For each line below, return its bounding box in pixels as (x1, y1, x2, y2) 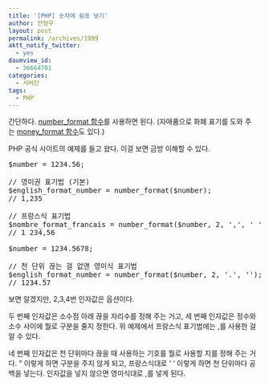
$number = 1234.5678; (8, 244, 94, 254)
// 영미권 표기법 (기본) (8, 177, 91, 187)
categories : (8, 71, 48, 79)
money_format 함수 (16, 127, 79, 136)
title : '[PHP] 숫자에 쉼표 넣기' (8, 11, 108, 20)
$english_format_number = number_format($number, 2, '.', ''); (8, 270, 263, 279)
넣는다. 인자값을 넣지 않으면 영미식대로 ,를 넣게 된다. (22, 368, 186, 378)
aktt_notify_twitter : (8, 42, 81, 50)
